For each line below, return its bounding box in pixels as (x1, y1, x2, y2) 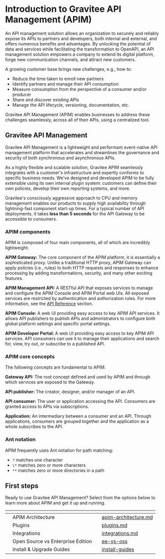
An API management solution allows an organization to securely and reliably (5, 30, 159, 36)
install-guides (101, 546, 134, 553)
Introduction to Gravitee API (5, 3, 122, 15)
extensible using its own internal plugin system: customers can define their (5, 180, 157, 186)
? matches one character (12, 457, 63, 463)
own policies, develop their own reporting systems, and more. (5, 185, 131, 191)
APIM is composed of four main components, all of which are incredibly (5, 240, 150, 246)
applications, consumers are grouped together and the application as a (5, 419, 149, 425)
